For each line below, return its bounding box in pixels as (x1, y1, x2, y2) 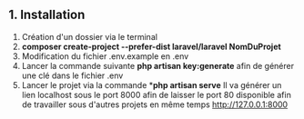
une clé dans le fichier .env (21, 70, 124, 81)
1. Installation (8, 7, 86, 23)
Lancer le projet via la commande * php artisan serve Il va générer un (21, 79, 282, 90)
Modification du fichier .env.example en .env (21, 50, 189, 62)
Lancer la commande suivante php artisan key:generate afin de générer (21, 60, 295, 71)
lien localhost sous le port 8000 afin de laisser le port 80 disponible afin (21, 89, 292, 100)
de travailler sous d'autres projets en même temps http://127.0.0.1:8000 (21, 99, 289, 110)
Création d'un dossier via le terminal (21, 31, 158, 42)
